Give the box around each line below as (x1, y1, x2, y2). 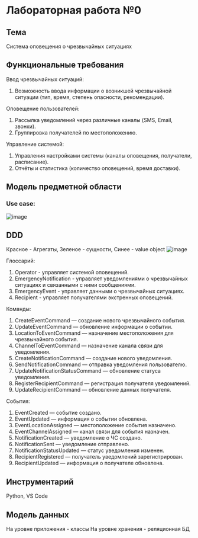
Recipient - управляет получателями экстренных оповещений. (14, 294, 173, 301)
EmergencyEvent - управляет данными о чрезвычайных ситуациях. (14, 288, 185, 295)
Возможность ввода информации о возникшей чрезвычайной (14, 87, 172, 94)
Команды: (6, 306, 31, 313)
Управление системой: (6, 140, 64, 148)
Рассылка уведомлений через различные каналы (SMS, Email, (14, 116, 173, 123)
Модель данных (6, 510, 69, 520)
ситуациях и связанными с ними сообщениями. (14, 281, 136, 289)
